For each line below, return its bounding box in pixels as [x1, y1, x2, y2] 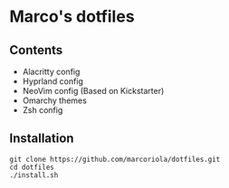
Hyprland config [22, 76, 84, 87]
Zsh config [22, 105, 63, 115]
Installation [9, 131, 74, 146]
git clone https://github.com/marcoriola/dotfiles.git [9, 155, 221, 164]
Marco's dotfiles [9, 6, 135, 27]
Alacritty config [22, 66, 81, 77]
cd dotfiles [9, 163, 54, 172]
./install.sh [9, 170, 59, 180]
